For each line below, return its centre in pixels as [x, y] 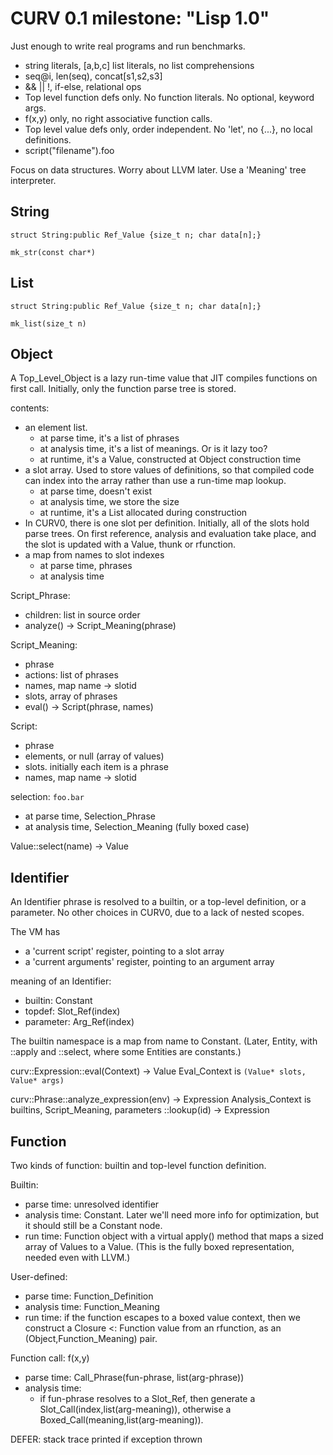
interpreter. [33, 180]
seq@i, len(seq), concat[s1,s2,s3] [93, 76]
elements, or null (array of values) [94, 756]
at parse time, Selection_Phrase [90, 816]
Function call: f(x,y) [50, 1358]
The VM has [35, 932]
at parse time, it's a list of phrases [109, 438]
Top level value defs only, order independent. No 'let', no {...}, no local [168, 129]
